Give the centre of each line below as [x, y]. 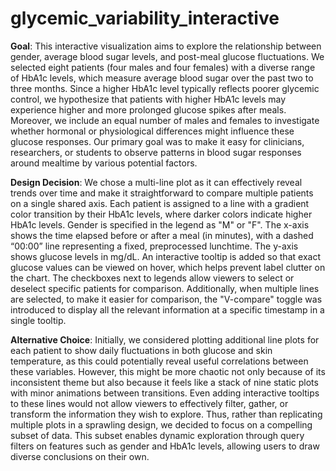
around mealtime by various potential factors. [104, 163]
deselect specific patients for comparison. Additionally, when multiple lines [165, 288]
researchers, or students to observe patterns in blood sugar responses [156, 152]
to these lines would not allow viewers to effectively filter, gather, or [149, 403]
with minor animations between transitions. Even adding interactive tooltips [165, 393]
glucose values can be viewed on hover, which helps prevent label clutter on [168, 267]
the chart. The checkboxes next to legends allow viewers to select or [152, 278]
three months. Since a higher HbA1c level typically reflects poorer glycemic [165, 88]
